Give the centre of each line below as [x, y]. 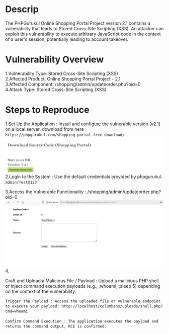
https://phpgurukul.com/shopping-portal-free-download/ [65, 135]
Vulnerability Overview [55, 60]
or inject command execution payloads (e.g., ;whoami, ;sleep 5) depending [83, 286]
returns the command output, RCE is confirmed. [56, 326]
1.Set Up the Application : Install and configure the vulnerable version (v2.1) [83, 124]
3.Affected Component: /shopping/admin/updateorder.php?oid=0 [73, 84]
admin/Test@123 [21, 182]
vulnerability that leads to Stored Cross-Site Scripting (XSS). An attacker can [84, 28]
